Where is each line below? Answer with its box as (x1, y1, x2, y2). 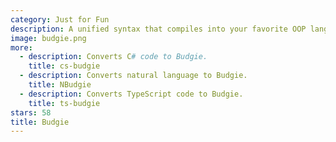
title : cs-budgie (28, 61, 101, 71)
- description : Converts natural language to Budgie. (19, 71, 248, 81)
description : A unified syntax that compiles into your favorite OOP (10, 24, 307, 34)
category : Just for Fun (10, 14, 110, 25)
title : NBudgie (28, 80, 92, 90)
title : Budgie (10, 117, 70, 127)
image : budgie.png (10, 33, 87, 43)
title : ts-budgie (28, 98, 101, 108)
